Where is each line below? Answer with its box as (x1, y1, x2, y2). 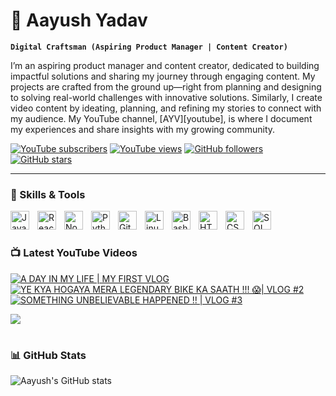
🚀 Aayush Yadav (10, 9, 148, 32)
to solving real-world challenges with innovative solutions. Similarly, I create (10, 91, 323, 103)
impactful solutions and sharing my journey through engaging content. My (10, 70, 316, 82)
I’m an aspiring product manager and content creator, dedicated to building (10, 59, 320, 71)
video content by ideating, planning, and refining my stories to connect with (10, 102, 322, 114)
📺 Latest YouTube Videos (10, 246, 138, 260)
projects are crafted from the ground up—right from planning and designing (10, 80, 322, 93)
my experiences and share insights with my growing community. (10, 123, 276, 135)
